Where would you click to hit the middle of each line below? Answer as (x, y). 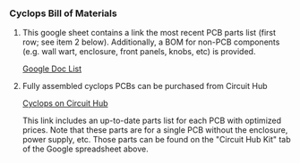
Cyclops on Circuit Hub (65, 103)
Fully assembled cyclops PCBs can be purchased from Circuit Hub (145, 86)
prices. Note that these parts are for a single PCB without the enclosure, (155, 130)
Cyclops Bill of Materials (64, 13)
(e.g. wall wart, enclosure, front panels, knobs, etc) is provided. (139, 52)
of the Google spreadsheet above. (86, 149)
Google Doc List (52, 69)
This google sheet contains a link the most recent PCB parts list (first (149, 33)
